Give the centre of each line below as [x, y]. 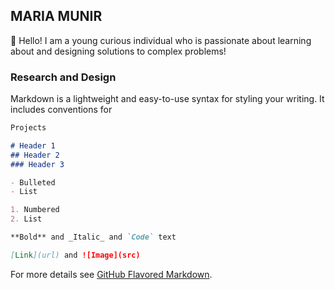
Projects [28, 128]
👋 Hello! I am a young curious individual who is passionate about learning [161, 40]
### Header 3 [37, 164]
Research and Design [63, 77]
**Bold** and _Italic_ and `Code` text [93, 237]
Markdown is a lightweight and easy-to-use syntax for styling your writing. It [167, 99]
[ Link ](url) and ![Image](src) [75, 255]
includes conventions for [61, 110]
